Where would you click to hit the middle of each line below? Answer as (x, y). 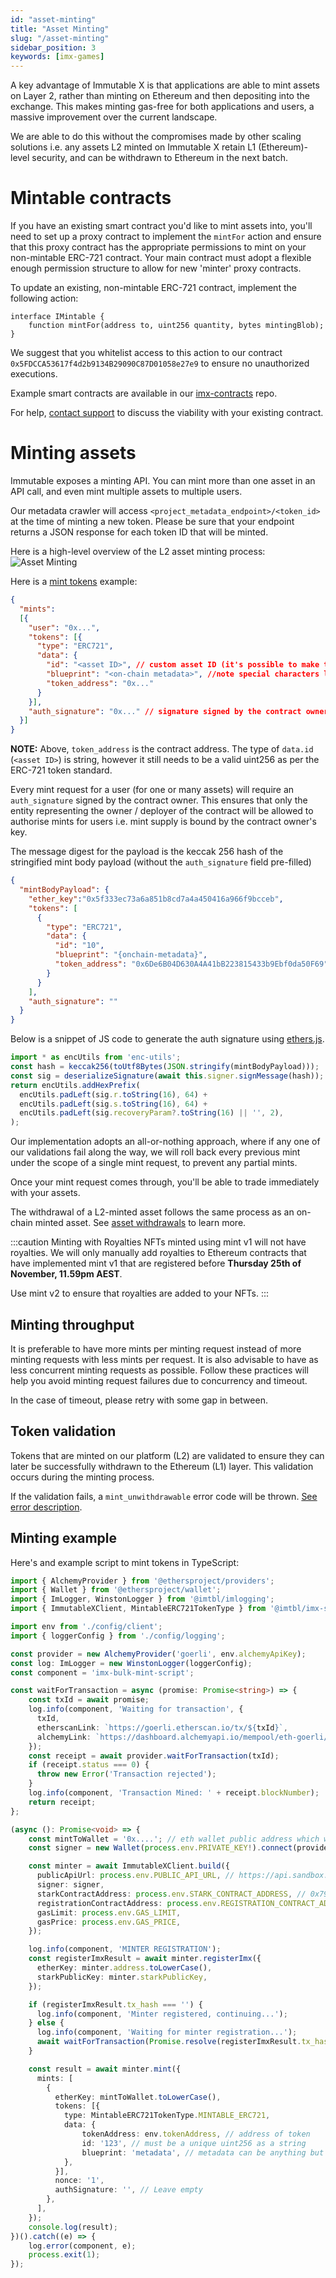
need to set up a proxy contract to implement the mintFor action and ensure (166, 237)
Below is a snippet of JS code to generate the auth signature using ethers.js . (167, 1039)
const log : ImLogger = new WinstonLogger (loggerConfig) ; (131, 1663)
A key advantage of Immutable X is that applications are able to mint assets (165, 85)
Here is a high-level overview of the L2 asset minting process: (138, 551)
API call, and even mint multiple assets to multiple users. (126, 491)
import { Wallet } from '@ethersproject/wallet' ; (116, 1590)
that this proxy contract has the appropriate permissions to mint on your (158, 247)
